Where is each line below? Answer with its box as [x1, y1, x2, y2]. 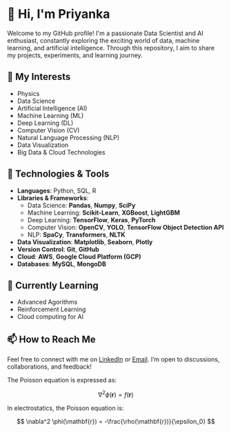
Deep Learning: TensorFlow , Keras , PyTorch [27, 215, 157, 224]
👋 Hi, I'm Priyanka [7, 6, 110, 22]
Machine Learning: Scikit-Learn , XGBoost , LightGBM [27, 208, 181, 217]
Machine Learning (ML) [17, 111, 84, 119]
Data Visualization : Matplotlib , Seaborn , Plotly [17, 237, 153, 246]
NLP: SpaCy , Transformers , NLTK [27, 230, 125, 239]
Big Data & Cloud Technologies [17, 148, 106, 156]
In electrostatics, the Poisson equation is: [7, 404, 124, 412]
